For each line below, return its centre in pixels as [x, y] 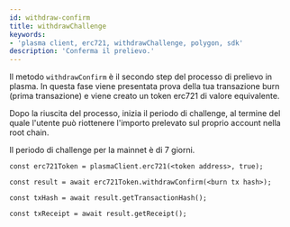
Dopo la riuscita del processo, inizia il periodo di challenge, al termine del [145, 113]
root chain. [29, 132]
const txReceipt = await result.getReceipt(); [98, 214]
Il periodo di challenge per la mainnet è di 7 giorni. [102, 150]
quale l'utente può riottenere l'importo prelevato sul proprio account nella [145, 123]
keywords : [28, 34]
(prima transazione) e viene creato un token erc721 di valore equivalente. [145, 96]
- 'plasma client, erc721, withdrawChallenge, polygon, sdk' [127, 43]
